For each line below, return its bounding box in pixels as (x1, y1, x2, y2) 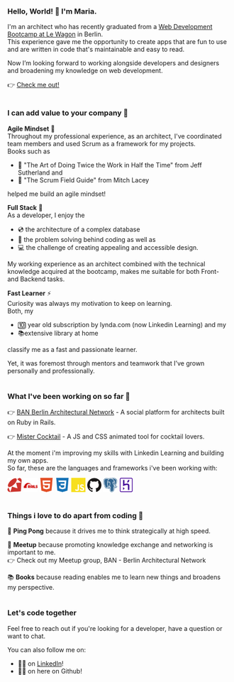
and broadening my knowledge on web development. (7, 67, 163, 75)
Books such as (7, 147, 51, 155)
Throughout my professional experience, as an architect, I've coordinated (7, 131, 222, 141)
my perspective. (7, 583, 55, 591)
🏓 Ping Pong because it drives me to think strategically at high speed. (7, 527, 211, 535)
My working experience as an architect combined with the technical (7, 259, 206, 268)
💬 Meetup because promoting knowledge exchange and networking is (7, 540, 213, 549)
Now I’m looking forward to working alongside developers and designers (7, 59, 220, 67)
